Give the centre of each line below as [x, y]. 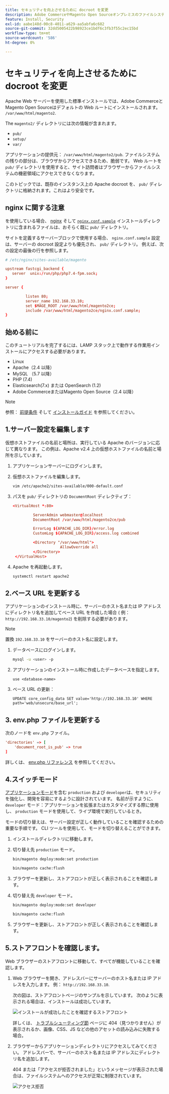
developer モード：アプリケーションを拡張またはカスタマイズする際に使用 [82, 805]
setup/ [19, 139]
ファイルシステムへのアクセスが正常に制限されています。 [85, 1075]
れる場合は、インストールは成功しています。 [67, 1001]
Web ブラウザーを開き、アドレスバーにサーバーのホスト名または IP [82, 978]
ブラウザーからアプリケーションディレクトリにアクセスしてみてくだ [82, 1046]
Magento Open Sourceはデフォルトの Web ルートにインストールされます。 [83, 107]
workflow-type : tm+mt [28, 33]
